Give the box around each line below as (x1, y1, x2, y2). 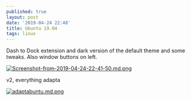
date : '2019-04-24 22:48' (6, 20, 71, 26)
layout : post (6, 14, 39, 20)
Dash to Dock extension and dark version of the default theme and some (6, 47, 186, 54)
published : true (6, 8, 47, 15)
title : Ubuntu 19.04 (6, 25, 58, 31)
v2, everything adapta (6, 77, 61, 84)
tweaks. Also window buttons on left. (6, 53, 98, 61)
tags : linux (6, 31, 36, 37)
